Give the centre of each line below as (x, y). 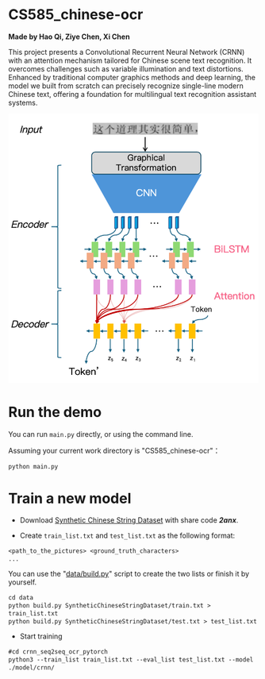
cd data (21, 598)
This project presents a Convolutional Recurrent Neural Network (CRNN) (127, 52)
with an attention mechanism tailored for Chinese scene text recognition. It (130, 60)
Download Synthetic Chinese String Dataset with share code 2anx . (129, 520)
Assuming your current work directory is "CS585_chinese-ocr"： (114, 450)
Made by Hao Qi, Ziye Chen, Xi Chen (69, 37)
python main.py (33, 466)
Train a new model (70, 498)
